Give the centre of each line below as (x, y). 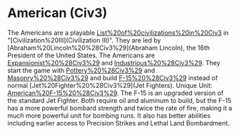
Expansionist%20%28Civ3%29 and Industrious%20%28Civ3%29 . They (114, 62)
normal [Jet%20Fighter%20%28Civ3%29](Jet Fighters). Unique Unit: (110, 85)
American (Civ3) (57, 13)
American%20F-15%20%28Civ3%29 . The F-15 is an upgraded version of (116, 93)
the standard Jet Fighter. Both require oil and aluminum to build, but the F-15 (119, 100)
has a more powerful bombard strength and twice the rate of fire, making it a (120, 108)
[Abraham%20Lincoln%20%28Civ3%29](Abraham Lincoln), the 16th (109, 48)
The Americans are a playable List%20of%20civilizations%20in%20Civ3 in (118, 33)
